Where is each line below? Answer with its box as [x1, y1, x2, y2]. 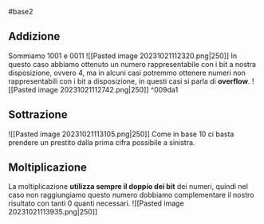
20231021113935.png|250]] [8, 207, 98, 217]
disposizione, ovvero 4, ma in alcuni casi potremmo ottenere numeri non [8, 68, 246, 77]
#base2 [8, 7, 33, 16]
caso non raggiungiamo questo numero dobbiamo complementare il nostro [8, 191, 254, 200]
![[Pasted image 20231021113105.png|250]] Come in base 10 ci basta [8, 129, 234, 139]
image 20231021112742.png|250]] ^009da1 [37, 84, 179, 94]
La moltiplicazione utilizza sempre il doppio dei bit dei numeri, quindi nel [8, 182, 249, 191]
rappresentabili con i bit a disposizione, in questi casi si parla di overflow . [8, 76, 250, 86]
